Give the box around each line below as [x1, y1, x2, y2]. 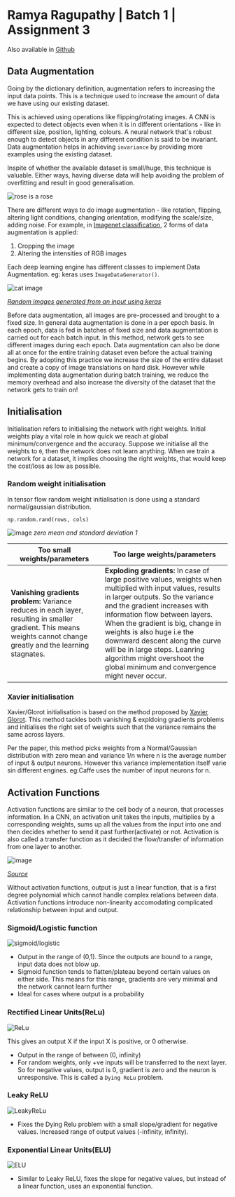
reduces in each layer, [10, 605, 84, 615]
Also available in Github [7, 45, 75, 53]
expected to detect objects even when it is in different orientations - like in [7, 120, 222, 128]
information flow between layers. [104, 609, 213, 619]
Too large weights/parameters [113, 549, 217, 559]
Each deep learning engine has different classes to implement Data [7, 262, 201, 271]
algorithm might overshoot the [104, 653, 204, 663]
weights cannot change [10, 631, 88, 641]
